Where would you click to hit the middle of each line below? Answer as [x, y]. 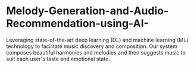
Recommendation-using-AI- [77, 23]
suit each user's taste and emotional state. [58, 59]
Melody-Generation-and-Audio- [87, 11]
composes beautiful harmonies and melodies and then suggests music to [96, 52]
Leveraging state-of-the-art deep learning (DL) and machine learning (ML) [97, 40]
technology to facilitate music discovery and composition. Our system [92, 46]
